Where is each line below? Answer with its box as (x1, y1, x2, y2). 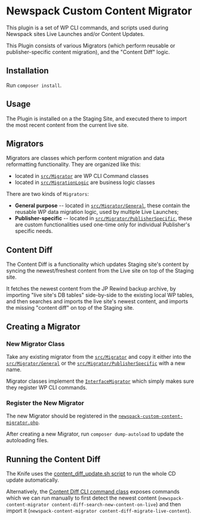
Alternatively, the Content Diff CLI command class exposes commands (6, 488, 180, 495)
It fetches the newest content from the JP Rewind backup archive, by (6, 285, 176, 292)
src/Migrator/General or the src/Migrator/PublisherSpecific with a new (6, 359, 186, 367)
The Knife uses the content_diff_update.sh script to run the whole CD (6, 470, 176, 477)
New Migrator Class (6, 340, 65, 348)
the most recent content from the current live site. (6, 121, 129, 128)
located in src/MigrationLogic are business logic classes (14, 179, 155, 186)
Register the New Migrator (6, 398, 85, 407)
